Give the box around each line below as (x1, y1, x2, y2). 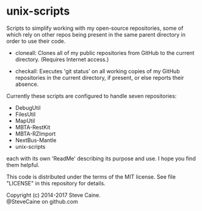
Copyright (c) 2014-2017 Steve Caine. (6, 191, 101, 199)
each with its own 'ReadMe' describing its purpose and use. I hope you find (6, 154, 197, 162)
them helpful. (6, 161, 40, 168)
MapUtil (15, 117, 35, 124)
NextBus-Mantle (15, 136, 57, 144)
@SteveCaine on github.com (6, 198, 78, 205)
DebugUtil (15, 104, 41, 111)
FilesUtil (15, 110, 36, 118)
